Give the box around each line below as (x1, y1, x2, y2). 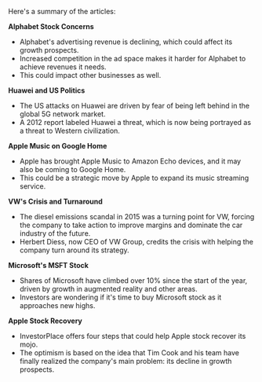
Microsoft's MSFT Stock (8, 261, 89, 270)
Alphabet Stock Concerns (8, 22, 94, 31)
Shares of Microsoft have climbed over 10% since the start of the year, (19, 276, 248, 285)
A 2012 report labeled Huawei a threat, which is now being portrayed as (19, 118, 252, 127)
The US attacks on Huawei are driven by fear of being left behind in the (19, 101, 249, 110)
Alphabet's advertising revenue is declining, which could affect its (19, 37, 233, 46)
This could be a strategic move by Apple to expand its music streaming (19, 173, 249, 182)
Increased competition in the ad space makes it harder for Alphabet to (19, 54, 246, 63)
